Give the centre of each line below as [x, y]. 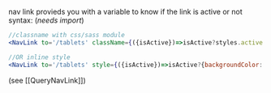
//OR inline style [39, 57]
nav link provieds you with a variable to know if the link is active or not [125, 12]
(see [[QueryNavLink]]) [47, 80]
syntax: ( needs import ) [46, 20]
